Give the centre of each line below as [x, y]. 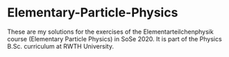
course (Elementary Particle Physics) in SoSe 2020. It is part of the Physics [114, 38]
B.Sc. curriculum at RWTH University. [61, 46]
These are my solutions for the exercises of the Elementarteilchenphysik [110, 32]
